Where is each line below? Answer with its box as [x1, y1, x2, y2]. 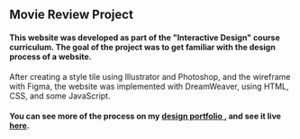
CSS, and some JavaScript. [9, 90, 111, 101]
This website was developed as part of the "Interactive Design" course [9, 31, 281, 43]
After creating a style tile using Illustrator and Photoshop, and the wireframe [9, 71, 291, 82]
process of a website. [9, 51, 92, 62]
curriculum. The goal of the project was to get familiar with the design [9, 41, 277, 52]
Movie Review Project [9, 7, 133, 22]
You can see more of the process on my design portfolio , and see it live [9, 111, 282, 122]
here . [9, 120, 30, 131]
